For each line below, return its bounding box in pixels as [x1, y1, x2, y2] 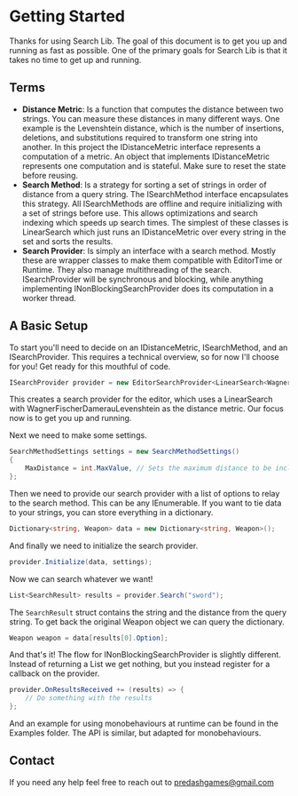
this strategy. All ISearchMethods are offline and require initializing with [21, 198, 283, 209]
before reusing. [21, 170, 78, 180]
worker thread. [21, 292, 77, 303]
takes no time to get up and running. [9, 54, 142, 65]
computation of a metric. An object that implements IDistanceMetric [21, 151, 271, 162]
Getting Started [9, 6, 126, 27]
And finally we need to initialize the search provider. [9, 540, 199, 551]
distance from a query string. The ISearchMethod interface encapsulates [21, 188, 289, 199]
